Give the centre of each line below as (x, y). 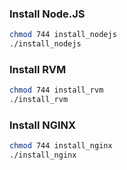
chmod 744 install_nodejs (63, 35)
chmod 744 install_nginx (61, 146)
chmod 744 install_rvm (56, 90)
